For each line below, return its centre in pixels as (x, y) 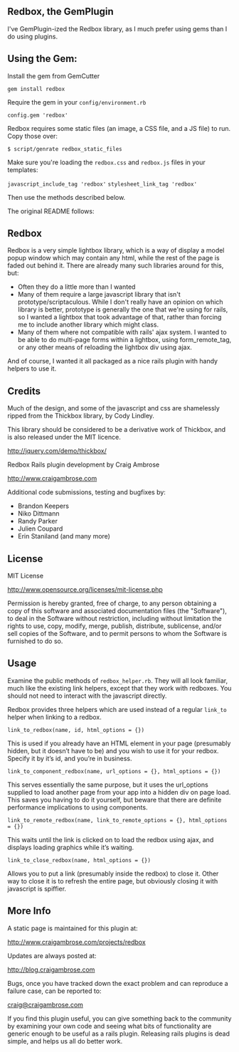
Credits (24, 391)
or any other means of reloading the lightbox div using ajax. (105, 347)
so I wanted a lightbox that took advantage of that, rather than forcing (119, 317)
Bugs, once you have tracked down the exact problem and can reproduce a (118, 983)
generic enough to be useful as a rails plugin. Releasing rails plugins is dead (118, 1034)
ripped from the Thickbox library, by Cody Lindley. (81, 416)
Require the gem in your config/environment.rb (77, 102)
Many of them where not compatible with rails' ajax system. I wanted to (122, 332)
